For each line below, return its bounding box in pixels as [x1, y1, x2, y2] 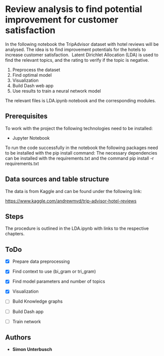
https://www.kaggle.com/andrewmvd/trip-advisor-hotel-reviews [5, 198, 137, 204]
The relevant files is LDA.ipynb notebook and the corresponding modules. [5, 97, 156, 103]
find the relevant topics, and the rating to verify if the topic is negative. [5, 57, 149, 63]
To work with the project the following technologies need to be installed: [5, 125, 153, 131]
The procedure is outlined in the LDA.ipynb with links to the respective [5, 225, 149, 231]
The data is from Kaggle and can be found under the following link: [5, 188, 142, 194]
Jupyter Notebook [12, 135, 50, 141]
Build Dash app [12, 308, 44, 315]
